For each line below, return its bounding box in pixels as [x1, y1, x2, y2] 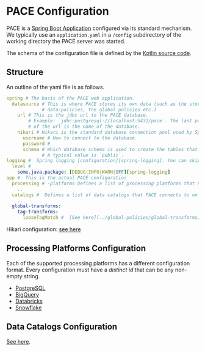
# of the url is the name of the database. [28, 124, 140, 130]
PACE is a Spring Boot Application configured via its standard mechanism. [6, 24, 192, 32]
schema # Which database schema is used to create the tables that [22, 146, 198, 152]
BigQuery [15, 290, 40, 298]
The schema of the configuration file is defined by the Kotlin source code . [6, 49, 192, 56]
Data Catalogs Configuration [6, 322, 118, 332]
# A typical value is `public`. [41, 152, 124, 158]
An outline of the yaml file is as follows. [6, 83, 105, 91]
